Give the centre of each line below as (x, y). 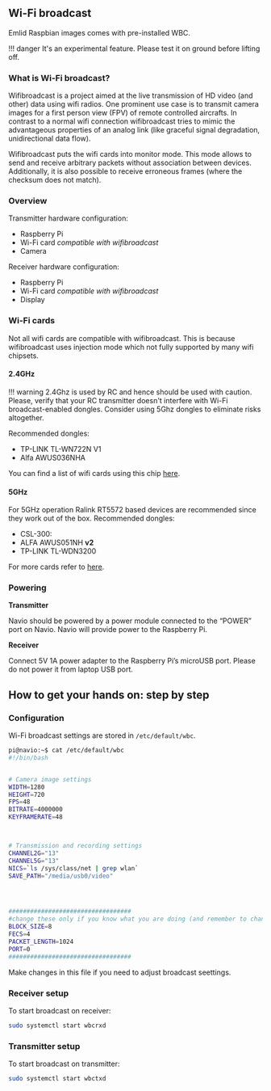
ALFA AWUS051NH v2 (57, 543)
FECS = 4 (19, 934)
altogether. (26, 417)
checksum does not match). (55, 180)
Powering (27, 588)
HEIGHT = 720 (27, 794)
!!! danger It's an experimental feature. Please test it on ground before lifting (134, 48)
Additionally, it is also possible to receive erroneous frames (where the (125, 171)
